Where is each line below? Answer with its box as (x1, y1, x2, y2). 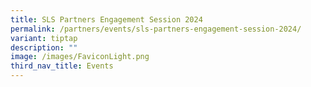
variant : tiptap (10, 33, 78, 43)
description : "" (10, 42, 78, 53)
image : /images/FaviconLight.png (10, 52, 150, 62)
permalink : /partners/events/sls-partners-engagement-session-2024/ (10, 24, 302, 34)
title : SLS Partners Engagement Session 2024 (10, 14, 203, 25)
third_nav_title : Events (10, 61, 114, 71)
